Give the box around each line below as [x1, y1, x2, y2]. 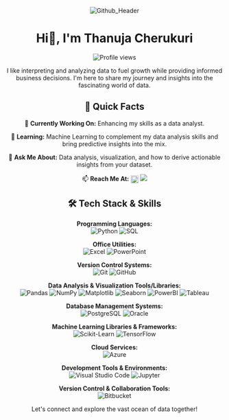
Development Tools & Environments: [61, 364, 168, 372]
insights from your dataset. [76, 160, 153, 168]
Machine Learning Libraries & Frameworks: [51, 323, 178, 331]
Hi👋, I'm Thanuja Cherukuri [36, 31, 193, 46]
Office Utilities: [93, 240, 136, 248]
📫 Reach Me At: [82, 174, 130, 183]
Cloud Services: [91, 343, 138, 351]
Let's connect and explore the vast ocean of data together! [31, 405, 198, 413]
